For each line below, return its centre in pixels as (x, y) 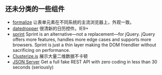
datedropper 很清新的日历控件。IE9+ (50, 28)
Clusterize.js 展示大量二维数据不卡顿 (50, 56)
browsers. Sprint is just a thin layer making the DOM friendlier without (84, 45)
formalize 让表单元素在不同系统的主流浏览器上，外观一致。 (73, 22)
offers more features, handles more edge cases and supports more (82, 39)
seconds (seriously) (33, 67)
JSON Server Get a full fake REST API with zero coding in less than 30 (85, 61)
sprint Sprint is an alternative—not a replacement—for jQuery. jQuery (84, 34)
